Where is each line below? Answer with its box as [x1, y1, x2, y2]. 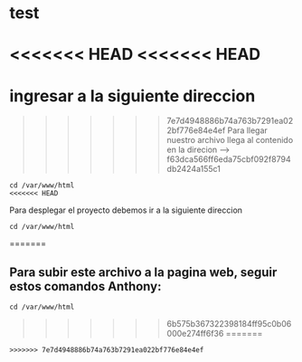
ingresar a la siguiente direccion [9, 85, 256, 106]
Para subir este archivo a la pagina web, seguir [9, 264, 278, 280]
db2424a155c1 [166, 164, 222, 175]
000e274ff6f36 [166, 329, 224, 339]
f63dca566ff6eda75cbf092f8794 [166, 154, 291, 165]
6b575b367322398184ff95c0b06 [166, 319, 292, 329]
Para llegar [227, 125, 269, 136]
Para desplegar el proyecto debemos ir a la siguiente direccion [9, 205, 242, 215]
